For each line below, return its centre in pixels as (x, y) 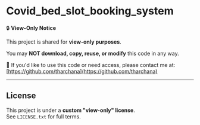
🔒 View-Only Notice (31, 28)
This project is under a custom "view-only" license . (71, 110)
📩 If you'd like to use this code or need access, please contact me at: (91, 65)
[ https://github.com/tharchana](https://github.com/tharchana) (82, 71)
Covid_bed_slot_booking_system (90, 11)
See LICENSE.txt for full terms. (44, 116)
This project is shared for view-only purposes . (64, 42)
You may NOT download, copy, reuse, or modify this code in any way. (93, 53)
